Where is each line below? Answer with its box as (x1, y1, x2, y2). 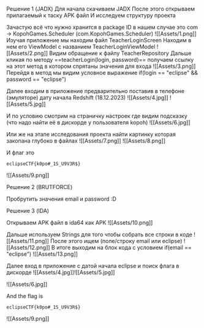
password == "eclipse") (6, 76, 66, 83)
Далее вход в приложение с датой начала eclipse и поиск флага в (6, 263, 179, 269)
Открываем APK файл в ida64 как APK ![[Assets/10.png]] (6, 219, 153, 226)
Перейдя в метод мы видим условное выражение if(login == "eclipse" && (6, 69, 198, 76)
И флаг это (6, 149, 35, 156)
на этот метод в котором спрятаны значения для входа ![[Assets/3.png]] (6, 62, 196, 70)
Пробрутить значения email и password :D (6, 195, 116, 203)
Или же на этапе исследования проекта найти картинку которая (6, 131, 176, 138)
